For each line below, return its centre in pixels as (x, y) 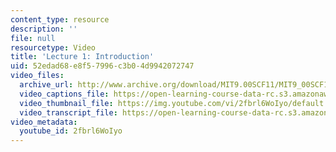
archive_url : (46, 85)
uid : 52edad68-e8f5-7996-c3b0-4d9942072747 (102, 66)
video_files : (37, 76)
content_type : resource (60, 19)
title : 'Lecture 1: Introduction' (82, 57)
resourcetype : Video (53, 47)
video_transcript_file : (68, 112)
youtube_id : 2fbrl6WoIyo (71, 131)
